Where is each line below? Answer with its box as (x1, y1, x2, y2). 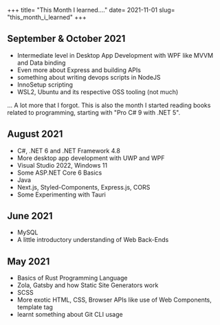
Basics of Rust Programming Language (16, 274, 128, 282)
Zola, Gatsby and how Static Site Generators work (16, 281, 159, 289)
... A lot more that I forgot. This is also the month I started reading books (7, 101, 211, 109)
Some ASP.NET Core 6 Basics (16, 168, 102, 177)
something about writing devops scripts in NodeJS (16, 73, 161, 81)
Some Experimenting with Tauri (16, 190, 107, 199)
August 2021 (7, 128, 63, 140)
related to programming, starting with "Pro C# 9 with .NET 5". (7, 108, 181, 116)
